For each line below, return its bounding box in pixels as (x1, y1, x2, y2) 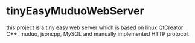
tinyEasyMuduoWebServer (6, 4, 145, 18)
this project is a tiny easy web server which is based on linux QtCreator (6, 24, 184, 31)
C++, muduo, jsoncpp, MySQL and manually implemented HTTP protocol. (6, 30, 190, 37)
